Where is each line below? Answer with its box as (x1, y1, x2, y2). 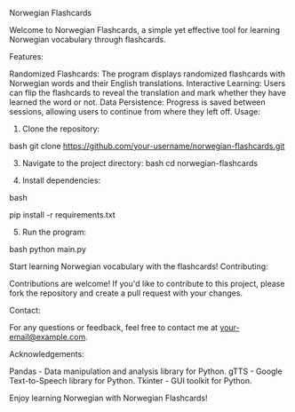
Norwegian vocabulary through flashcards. (9, 35, 166, 44)
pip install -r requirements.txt (9, 210, 116, 220)
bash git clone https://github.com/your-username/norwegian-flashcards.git (9, 141, 285, 151)
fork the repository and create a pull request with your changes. (9, 288, 243, 298)
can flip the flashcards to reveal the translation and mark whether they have (9, 88, 286, 98)
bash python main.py (9, 244, 86, 254)
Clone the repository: (21, 123, 100, 134)
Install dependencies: (21, 175, 101, 186)
